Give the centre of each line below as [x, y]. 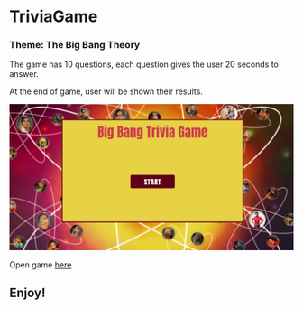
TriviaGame [54, 17]
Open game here [41, 265]
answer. [24, 74]
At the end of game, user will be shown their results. [106, 91]
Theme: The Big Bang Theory [75, 45]
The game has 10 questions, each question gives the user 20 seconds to [144, 64]
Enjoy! [28, 293]
